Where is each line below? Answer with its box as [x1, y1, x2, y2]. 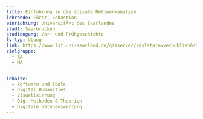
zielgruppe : [6, 48, 36, 54]
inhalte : [6, 76, 28, 82]
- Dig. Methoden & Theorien [11, 98, 83, 105]
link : [6, 43, 20, 49]
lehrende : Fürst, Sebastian [6, 14, 77, 21]
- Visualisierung [11, 92, 56, 98]
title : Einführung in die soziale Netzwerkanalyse [6, 8, 137, 15]
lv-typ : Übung [6, 37, 42, 43]
